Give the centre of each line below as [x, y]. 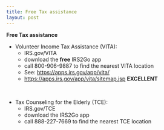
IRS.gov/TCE [40, 108]
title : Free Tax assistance [42, 12]
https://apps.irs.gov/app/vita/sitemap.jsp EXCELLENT [91, 79]
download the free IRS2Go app [63, 59]
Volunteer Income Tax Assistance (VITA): [66, 47]
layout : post [23, 18]
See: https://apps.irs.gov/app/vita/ [67, 72]
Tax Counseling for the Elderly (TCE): [61, 102]
